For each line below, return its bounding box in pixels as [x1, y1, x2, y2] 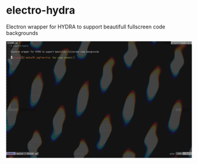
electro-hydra [6, 4, 75, 17]
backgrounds [6, 29, 38, 36]
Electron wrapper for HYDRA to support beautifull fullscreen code [6, 23, 166, 30]
